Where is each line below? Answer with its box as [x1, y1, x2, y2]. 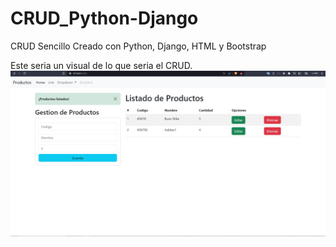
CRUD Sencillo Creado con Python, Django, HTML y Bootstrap [10, 40, 267, 52]
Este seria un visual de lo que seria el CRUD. [10, 59, 193, 71]
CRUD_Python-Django [10, 7, 199, 30]
